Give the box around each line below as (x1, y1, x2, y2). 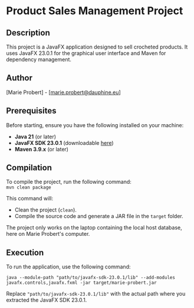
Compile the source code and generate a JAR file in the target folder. (14, 213, 184, 220)
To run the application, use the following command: (6, 263, 131, 270)
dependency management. (6, 56, 72, 63)
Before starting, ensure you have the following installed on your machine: (6, 121, 184, 128)
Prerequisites (6, 106, 57, 116)
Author (6, 73, 32, 83)
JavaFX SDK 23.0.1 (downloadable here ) (14, 139, 114, 146)
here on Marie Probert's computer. (6, 231, 90, 238)
